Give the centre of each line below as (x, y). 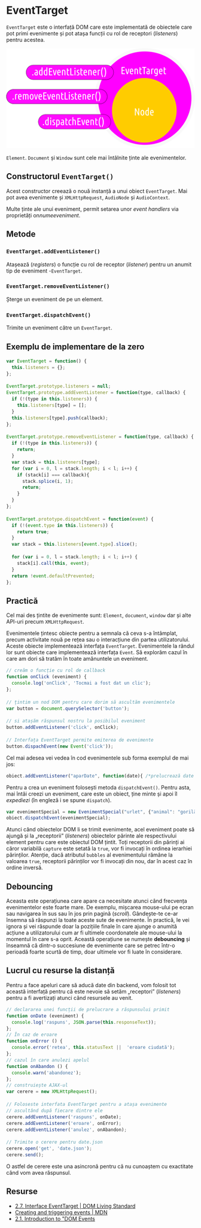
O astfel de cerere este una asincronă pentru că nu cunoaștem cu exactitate (100, 1166)
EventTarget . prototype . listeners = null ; (59, 386)
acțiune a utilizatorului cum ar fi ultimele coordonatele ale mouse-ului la (94, 933)
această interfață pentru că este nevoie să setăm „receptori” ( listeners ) (94, 991)
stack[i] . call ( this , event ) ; (53, 563)
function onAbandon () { (37, 1066)
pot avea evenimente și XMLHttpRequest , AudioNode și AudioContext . (88, 197)
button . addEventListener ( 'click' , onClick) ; (63, 728)
